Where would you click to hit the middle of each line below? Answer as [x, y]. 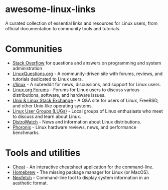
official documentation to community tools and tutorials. [63, 28]
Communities [34, 49]
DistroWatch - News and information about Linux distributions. [77, 121]
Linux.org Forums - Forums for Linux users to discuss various [76, 90]
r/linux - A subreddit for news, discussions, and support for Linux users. [87, 84]
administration [27, 68]
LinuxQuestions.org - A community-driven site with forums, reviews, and [88, 74]
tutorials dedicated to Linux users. [48, 79]
